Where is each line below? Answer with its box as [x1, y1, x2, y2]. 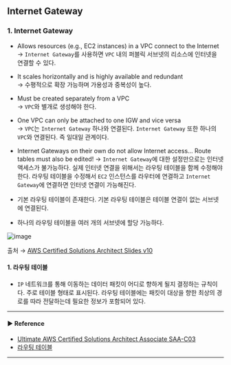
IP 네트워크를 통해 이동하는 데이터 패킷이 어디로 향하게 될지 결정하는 [16, 280, 200, 288]
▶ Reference [7, 320, 45, 328]
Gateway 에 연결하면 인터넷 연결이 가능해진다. [16, 180, 136, 188]
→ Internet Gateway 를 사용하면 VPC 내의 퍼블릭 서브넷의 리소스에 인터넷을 [16, 49, 218, 58]
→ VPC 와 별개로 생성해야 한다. [16, 102, 97, 111]
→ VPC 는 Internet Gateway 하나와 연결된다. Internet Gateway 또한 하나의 [16, 124, 217, 133]
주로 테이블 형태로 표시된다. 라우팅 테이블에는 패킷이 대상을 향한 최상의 [26, 288, 215, 296]
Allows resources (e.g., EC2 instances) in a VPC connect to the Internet [16, 41, 219, 50]
